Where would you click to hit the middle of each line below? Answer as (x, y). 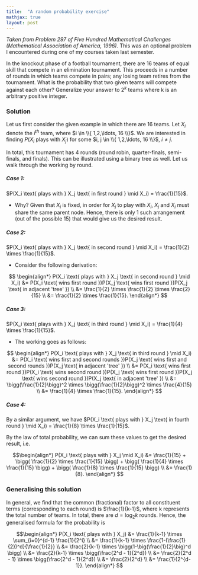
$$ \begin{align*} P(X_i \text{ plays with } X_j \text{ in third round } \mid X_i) (99, 353)
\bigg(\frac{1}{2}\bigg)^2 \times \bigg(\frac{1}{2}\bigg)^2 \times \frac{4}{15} (99, 385)
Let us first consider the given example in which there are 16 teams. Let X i (96, 125)
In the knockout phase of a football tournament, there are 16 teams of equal (98, 63)
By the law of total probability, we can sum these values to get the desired (96, 437)
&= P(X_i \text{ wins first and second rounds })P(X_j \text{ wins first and (99, 360)
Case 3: (16, 309)
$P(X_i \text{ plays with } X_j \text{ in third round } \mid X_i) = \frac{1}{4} (95, 324)
